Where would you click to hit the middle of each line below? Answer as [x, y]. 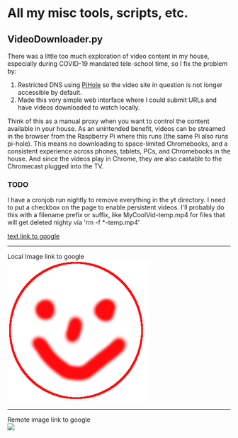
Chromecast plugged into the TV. [56, 166]
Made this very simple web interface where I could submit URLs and [117, 100]
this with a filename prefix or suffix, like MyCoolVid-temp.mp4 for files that [116, 215]
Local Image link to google [46, 257]
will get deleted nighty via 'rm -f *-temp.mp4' [74, 223]
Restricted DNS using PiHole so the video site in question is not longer [120, 85]
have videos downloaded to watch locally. [79, 107]
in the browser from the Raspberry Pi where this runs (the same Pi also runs [118, 136]
